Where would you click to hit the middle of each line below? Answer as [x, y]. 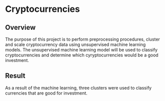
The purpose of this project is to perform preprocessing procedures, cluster [82, 39]
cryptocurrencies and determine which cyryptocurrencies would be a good [82, 55]
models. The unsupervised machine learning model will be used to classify [81, 50]
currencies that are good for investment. [46, 93]
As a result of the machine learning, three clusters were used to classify [79, 88]
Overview [21, 27]
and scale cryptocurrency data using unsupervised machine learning [76, 45]
